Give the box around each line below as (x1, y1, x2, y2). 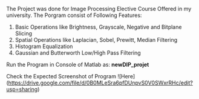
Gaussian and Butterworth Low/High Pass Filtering (15, 49, 141, 56)
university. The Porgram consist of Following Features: (6, 12, 142, 19)
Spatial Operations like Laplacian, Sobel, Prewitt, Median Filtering (15, 36, 178, 43)
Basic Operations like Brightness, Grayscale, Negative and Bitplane (15, 24, 182, 30)
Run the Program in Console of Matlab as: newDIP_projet (6, 61, 149, 68)
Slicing (15, 30, 32, 37)
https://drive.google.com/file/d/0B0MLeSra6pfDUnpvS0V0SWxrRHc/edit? (8, 79, 194, 86)
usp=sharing (6, 86, 38, 93)
